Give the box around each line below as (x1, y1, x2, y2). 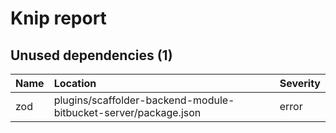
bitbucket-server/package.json (53, 106, 202, 119)
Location (53, 77, 97, 90)
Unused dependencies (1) (10, 47, 173, 64)
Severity (279, 77, 321, 90)
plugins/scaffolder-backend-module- (53, 93, 235, 107)
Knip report (10, 7, 107, 30)
